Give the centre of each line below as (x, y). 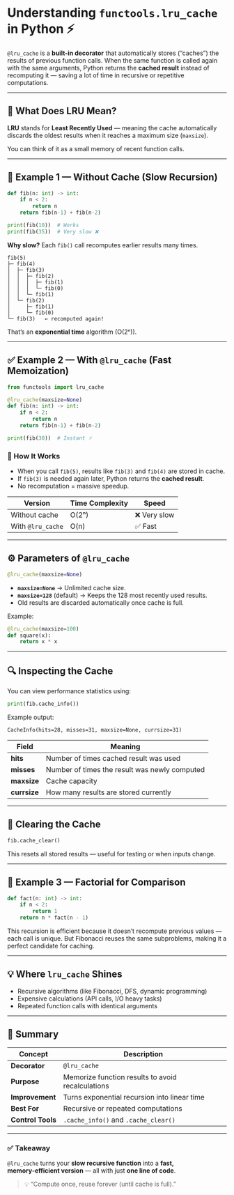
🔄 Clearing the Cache (54, 825)
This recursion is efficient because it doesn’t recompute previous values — (115, 931)
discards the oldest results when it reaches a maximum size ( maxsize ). (108, 135)
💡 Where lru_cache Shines (65, 974)
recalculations (86, 1086)
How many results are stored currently (109, 792)
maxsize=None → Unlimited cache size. (72, 587)
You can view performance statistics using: (69, 691)
